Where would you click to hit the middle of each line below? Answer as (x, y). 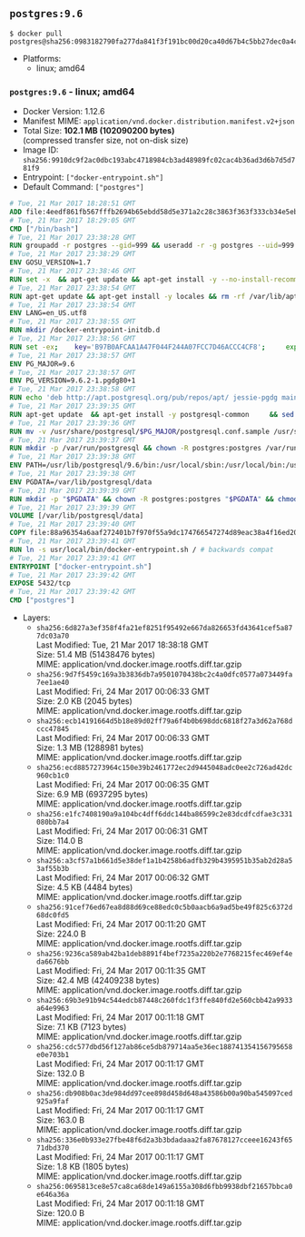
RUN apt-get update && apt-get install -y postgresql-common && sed (152, 414)
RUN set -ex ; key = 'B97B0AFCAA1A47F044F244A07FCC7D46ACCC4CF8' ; (138, 347)
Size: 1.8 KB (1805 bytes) (83, 1167)
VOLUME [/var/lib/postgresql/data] (77, 516)
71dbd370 (53, 1148)
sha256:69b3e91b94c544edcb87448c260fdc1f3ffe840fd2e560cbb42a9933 (164, 1001)
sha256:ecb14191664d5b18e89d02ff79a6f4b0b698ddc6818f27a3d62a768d (164, 721)
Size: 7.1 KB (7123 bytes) (81, 1027)
